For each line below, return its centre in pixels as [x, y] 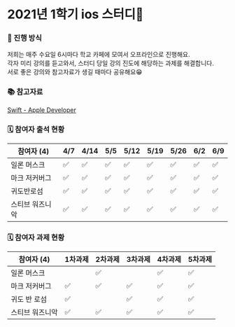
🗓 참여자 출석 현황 [36, 129]
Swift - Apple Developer [42, 110]
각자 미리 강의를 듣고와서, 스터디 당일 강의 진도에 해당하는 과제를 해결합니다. [111, 63]
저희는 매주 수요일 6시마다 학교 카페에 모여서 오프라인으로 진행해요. [99, 55]
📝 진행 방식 [24, 38]
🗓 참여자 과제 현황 [36, 237]
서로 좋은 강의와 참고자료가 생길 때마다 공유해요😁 [75, 72]
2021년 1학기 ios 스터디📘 [76, 14]
